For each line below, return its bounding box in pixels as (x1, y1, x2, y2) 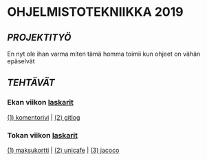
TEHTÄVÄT (7, 77, 55, 89)
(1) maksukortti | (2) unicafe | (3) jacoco (7, 146, 120, 154)
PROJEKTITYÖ (7, 32, 72, 43)
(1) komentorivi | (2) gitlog (7, 113, 80, 121)
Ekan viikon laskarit (7, 98, 74, 107)
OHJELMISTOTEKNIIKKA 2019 (7, 4, 184, 20)
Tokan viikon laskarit (7, 130, 78, 140)
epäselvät (7, 57, 35, 65)
